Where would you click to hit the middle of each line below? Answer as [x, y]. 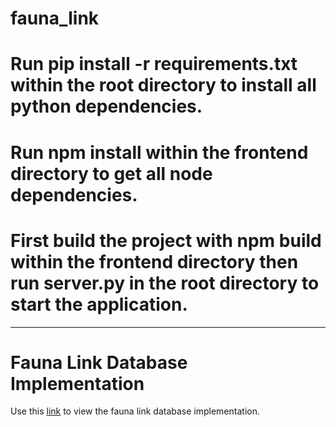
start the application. [99, 304]
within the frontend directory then [154, 261]
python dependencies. [106, 106]
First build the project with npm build [166, 240]
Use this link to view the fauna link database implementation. [135, 411]
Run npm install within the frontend [159, 152]
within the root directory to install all [163, 85]
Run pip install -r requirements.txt [154, 64]
